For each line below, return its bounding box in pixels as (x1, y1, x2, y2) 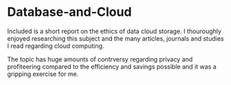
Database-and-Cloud (7, 4, 132, 20)
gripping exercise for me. (7, 70, 79, 78)
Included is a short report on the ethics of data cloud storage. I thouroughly (7, 27, 222, 35)
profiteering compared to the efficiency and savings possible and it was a (7, 62, 216, 70)
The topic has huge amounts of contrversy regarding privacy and (7, 55, 193, 63)
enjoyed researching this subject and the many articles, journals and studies (7, 34, 224, 42)
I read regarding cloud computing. (7, 41, 104, 50)
